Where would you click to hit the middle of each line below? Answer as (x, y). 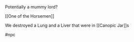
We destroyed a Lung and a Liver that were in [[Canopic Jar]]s (67, 25)
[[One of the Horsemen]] (30, 16)
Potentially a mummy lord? (31, 7)
